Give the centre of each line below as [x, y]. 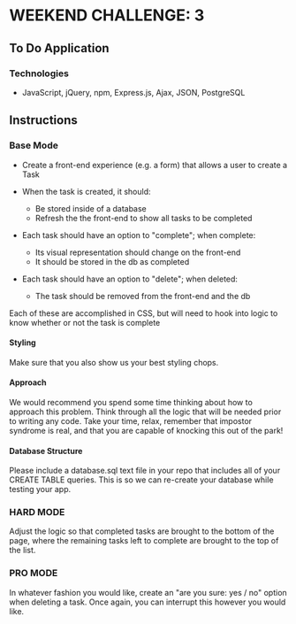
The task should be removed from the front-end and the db [143, 296]
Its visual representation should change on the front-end [138, 252]
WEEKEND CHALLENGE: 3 [107, 15]
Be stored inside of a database [91, 208]
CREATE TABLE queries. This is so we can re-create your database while [141, 480]
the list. [23, 551]
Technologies [39, 73]
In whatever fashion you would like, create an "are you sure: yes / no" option [148, 592]
